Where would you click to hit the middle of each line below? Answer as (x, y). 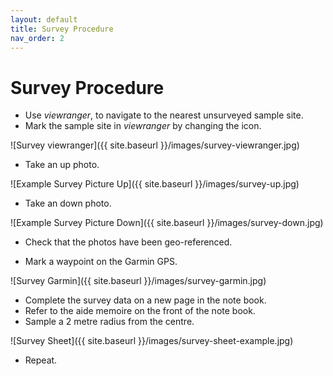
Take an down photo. (68, 203)
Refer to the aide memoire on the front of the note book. (140, 311)
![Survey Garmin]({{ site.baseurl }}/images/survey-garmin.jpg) (138, 281)
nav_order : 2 (37, 38)
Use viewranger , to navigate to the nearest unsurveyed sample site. (164, 115)
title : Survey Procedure (62, 29)
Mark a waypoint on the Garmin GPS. (101, 262)
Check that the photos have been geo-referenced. (128, 242)
